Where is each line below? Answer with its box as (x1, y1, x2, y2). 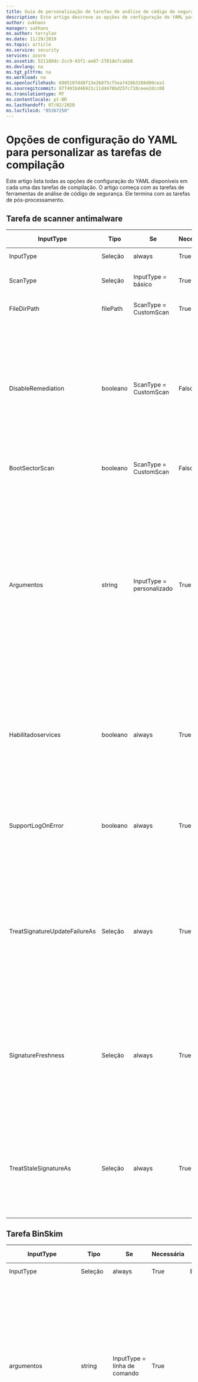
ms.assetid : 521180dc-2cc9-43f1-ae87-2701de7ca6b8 (6, 58, 133, 64)
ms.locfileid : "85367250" (6, 108, 70, 113)
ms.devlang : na (6, 63, 44, 70)
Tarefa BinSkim (6, 1228, 63, 1238)
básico (133, 280, 152, 288)
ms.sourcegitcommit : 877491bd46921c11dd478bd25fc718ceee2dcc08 (6, 86, 165, 92)
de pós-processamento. (6, 196, 65, 204)
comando (113, 1369, 139, 1377)
